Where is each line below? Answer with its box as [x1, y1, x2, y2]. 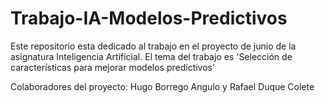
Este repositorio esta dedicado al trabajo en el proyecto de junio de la [10, 40, 297, 52]
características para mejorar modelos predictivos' [10, 61, 216, 73]
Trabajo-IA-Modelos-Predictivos [10, 7, 288, 30]
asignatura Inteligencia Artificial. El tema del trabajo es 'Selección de [10, 50, 293, 62]
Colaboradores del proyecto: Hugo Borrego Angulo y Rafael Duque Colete [10, 80, 315, 92]
